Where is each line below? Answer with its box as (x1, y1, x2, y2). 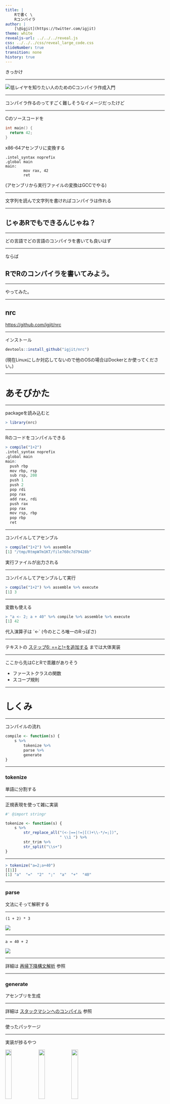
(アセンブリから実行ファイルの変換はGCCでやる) (5, 182, 107, 188)
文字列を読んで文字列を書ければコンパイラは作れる (5, 198, 112, 203)
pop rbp (10, 515, 26, 520)
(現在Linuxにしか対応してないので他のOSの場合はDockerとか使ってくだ (5, 357, 154, 363)
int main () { (5, 126, 33, 131)
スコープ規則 (12, 677, 39, 683)
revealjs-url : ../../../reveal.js (5, 36, 78, 41)
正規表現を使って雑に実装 (5, 801, 59, 807)
